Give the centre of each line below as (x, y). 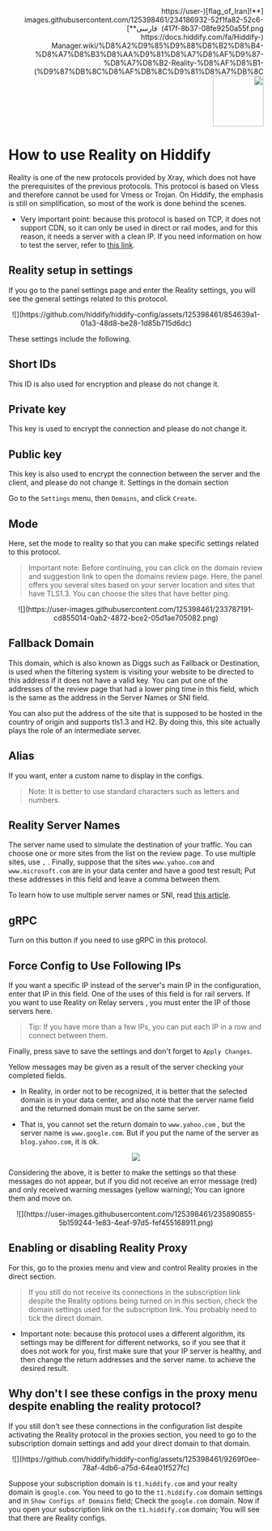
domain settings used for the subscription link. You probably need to (142, 1309)
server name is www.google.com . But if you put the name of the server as (139, 1133)
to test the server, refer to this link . (77, 244)
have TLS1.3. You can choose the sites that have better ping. (129, 593)
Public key (35, 454)
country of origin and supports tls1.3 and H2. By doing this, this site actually (134, 722)
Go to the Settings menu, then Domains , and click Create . (103, 498)
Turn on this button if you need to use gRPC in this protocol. (108, 940)
